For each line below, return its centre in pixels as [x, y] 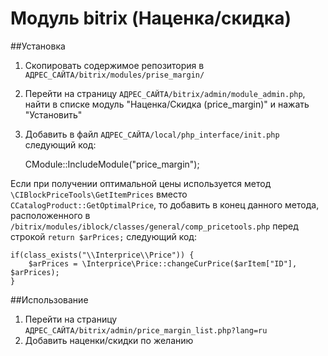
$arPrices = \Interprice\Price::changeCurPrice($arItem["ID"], [163, 263]
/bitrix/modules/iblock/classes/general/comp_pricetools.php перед [154, 226]
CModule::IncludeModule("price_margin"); [112, 164]
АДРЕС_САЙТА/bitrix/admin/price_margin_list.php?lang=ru [146, 330]
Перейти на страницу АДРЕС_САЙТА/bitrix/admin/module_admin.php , [165, 93]
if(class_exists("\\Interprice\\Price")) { [102, 255]
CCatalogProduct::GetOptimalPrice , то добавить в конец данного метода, [165, 204]
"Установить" [53, 114]
